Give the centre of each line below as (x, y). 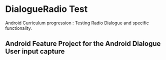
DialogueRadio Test (46, 9)
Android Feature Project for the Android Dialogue (83, 44)
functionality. (19, 28)
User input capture (35, 51)
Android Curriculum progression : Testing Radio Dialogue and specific (77, 23)
